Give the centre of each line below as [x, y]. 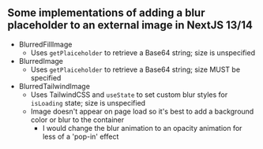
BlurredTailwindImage [54, 86]
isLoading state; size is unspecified [88, 102]
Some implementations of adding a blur [106, 13]
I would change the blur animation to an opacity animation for [142, 128]
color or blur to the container [77, 119]
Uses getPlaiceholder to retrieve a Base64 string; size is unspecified [143, 52]
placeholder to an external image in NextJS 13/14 [130, 26]
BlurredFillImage [45, 44]
